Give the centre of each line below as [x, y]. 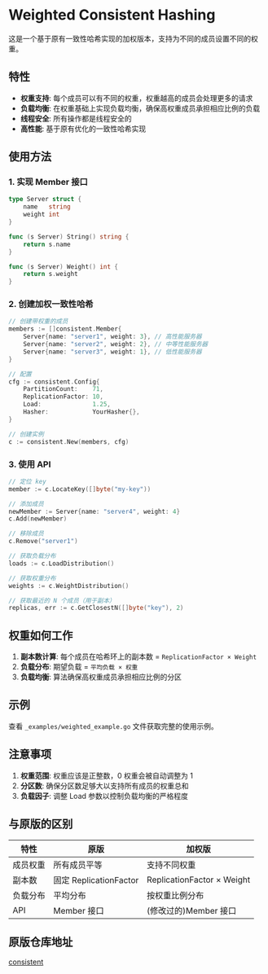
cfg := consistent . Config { [54, 382]
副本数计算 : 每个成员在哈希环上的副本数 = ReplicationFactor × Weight [138, 656]
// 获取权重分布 [32, 578]
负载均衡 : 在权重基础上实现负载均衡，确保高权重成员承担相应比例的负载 [140, 108]
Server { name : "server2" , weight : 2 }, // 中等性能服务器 [116, 344]
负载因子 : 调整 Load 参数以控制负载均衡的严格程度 [104, 796]
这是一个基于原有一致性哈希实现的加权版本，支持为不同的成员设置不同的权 [133, 38]
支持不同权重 [171, 865]
